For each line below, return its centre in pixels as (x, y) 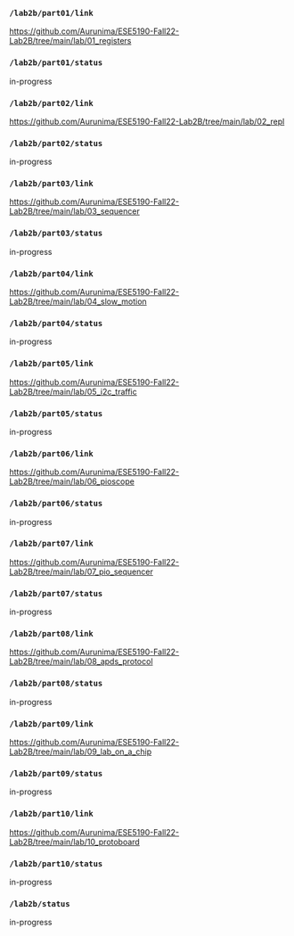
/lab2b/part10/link (51, 814)
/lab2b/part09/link (51, 724)
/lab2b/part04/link (51, 274)
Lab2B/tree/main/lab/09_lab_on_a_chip (81, 751)
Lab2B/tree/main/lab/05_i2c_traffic (73, 391)
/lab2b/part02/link (51, 103)
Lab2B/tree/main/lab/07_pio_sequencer (81, 571)
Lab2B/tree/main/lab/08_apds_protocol (81, 661)
